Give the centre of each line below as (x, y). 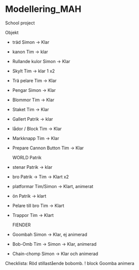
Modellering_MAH (43, 9)
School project (20, 23)
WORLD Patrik (27, 157)
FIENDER (22, 225)
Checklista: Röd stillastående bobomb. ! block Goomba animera (70, 263)
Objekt (12, 32)
